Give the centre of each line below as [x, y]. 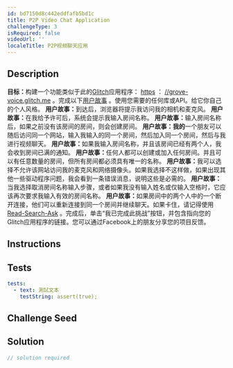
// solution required [38, 358]
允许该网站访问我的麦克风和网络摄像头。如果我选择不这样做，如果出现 [119, 169]
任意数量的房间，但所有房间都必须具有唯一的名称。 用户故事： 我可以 [117, 161]
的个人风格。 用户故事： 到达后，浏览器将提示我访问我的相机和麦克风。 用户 [115, 109]
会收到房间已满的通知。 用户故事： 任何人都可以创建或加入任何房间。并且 [111, 152]
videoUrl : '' [26, 40]
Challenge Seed [42, 318]
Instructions [34, 244]
